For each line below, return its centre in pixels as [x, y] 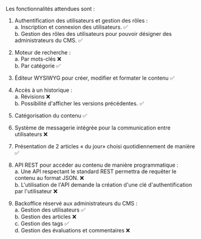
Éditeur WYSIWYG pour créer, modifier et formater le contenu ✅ [94, 78]
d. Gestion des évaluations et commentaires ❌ [72, 230]
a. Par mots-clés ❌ [38, 59]
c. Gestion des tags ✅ [42, 223]
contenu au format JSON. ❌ [49, 178]
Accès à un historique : [43, 90]
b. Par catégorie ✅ [38, 66]
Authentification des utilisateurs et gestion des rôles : [81, 20]
